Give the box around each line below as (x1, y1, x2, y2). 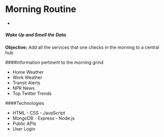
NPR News (12, 85, 35, 91)
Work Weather (12, 74, 43, 80)
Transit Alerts (12, 79, 41, 86)
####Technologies (5, 100, 44, 106)
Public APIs (12, 120, 37, 126)
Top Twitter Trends (12, 90, 52, 96)
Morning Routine (5, 4, 77, 15)
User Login (12, 125, 36, 131)
